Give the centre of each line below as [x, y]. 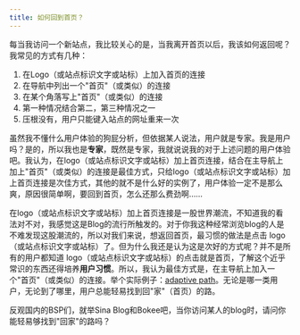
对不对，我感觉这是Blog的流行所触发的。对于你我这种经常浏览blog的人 [146, 223]
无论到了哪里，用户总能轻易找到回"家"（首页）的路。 [122, 290]
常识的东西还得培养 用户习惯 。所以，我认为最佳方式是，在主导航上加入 [138, 268]
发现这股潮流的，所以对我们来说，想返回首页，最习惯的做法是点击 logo [155, 235]
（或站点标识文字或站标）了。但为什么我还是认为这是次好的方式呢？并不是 [146, 246]
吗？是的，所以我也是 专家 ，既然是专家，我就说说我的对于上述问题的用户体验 [150, 149]
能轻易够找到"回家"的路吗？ [60, 321]
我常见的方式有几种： [48, 55]
